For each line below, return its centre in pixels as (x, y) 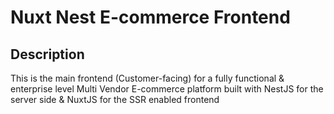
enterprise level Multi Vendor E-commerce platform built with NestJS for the (167, 89)
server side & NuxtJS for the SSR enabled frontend (115, 99)
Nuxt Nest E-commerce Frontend (150, 17)
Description (47, 54)
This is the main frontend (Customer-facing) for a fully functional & (147, 78)
